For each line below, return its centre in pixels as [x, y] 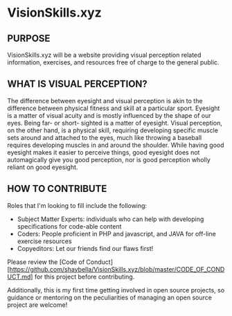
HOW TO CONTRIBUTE [57, 189]
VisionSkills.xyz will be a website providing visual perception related [104, 55]
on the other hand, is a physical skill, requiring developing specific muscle [113, 130]
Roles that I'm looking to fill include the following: [77, 205]
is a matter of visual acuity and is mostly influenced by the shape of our [109, 115]
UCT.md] [20, 276]
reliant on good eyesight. [43, 167]
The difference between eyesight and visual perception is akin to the [105, 100]
